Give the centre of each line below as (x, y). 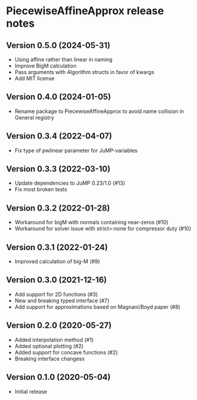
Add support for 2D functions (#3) (56, 294)
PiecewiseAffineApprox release (85, 11)
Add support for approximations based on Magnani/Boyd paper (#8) (98, 307)
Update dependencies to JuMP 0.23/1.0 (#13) (70, 183)
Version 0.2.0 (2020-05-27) (59, 326)
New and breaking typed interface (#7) (62, 301)
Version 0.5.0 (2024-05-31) (58, 45)
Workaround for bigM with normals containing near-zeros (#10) (91, 222)
